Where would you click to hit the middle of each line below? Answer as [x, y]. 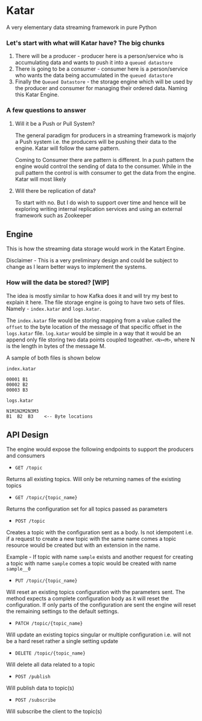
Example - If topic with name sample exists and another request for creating [100, 557]
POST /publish [33, 677]
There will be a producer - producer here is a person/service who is [99, 56]
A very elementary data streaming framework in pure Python [81, 27]
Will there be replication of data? [55, 190]
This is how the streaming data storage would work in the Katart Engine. [96, 249]
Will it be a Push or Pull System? [55, 123]
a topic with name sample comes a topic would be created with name [91, 563]
